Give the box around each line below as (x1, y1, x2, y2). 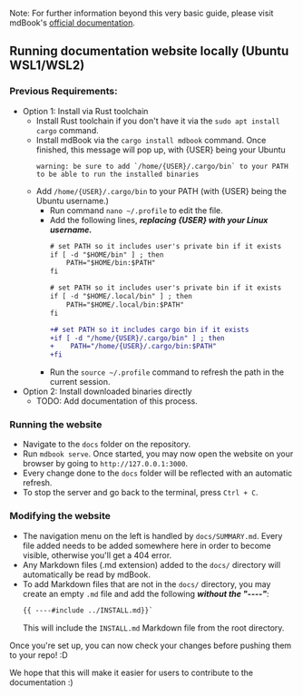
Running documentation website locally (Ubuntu (9, 44, 289, 59)
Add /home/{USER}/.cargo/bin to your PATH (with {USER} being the (35, 185, 288, 196)
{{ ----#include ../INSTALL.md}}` (22, 605, 153, 615)
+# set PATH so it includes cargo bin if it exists (49, 325, 249, 334)
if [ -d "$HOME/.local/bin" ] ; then (49, 292, 192, 301)
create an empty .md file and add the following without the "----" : (22, 588, 269, 599)
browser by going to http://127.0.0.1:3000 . (22, 458, 189, 469)
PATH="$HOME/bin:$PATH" (66, 259, 156, 268)
